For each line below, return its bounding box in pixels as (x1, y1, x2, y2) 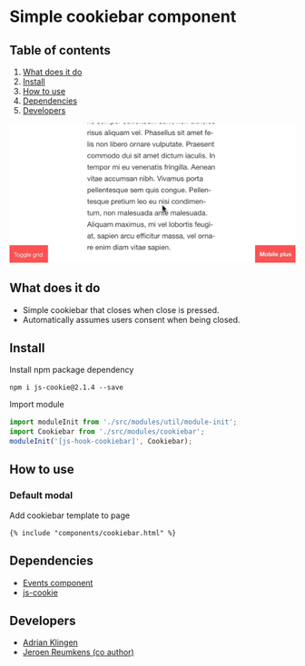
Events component (22, 577, 93, 588)
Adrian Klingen (22, 637, 79, 648)
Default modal (9, 489, 74, 502)
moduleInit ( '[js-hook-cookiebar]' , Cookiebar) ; (9, 437, 193, 446)
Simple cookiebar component (9, 6, 237, 27)
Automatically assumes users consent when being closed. (22, 314, 241, 325)
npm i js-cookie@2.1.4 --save (9, 383, 124, 392)
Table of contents (9, 43, 111, 58)
